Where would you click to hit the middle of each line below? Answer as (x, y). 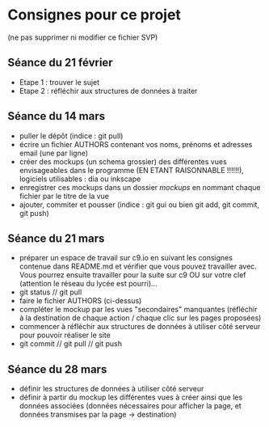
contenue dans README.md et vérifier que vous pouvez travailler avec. (138, 266)
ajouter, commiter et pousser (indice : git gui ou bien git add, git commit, (139, 205)
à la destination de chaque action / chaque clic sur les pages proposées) (140, 318)
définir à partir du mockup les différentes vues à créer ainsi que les (131, 397)
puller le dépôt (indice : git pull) (71, 136)
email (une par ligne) (54, 153)
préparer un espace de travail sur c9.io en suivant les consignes (126, 258)
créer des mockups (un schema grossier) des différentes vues (123, 161)
